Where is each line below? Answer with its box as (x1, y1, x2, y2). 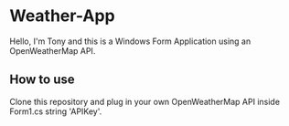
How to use (9, 72, 75, 88)
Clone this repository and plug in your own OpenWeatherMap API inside (9, 96, 281, 107)
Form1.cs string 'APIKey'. (9, 106, 102, 117)
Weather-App (9, 5, 116, 26)
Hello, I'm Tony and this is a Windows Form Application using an (9, 36, 252, 47)
